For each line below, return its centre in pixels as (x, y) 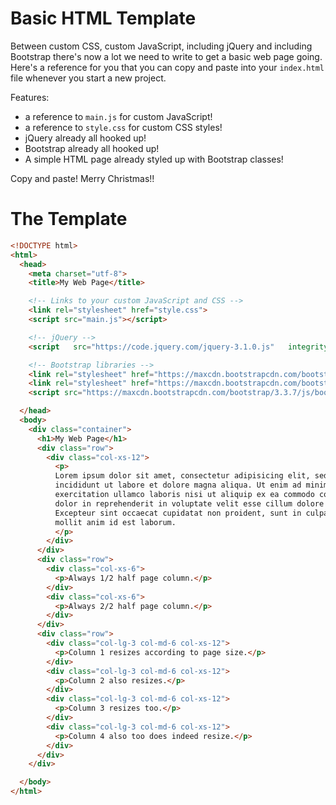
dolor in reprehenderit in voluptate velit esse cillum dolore (189, 503)
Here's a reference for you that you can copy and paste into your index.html (167, 67)
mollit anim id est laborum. (115, 522)
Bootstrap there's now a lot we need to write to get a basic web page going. (166, 56)
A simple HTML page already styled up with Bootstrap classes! (154, 159)
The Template (69, 219)
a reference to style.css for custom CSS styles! (123, 127)
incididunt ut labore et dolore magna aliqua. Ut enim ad (178, 485)
